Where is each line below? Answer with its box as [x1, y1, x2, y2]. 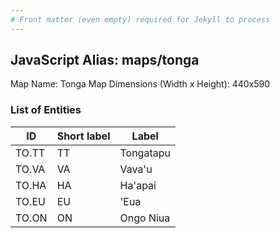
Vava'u [119, 162, 153, 176]
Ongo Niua [119, 211, 171, 225]
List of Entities [10, 103, 82, 117]
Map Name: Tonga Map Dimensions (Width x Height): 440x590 [10, 78, 271, 90]
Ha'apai [119, 178, 157, 192]
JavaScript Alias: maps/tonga [10, 52, 200, 69]
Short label [56, 129, 111, 143]
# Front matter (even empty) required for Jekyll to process [10, 14, 271, 25]
